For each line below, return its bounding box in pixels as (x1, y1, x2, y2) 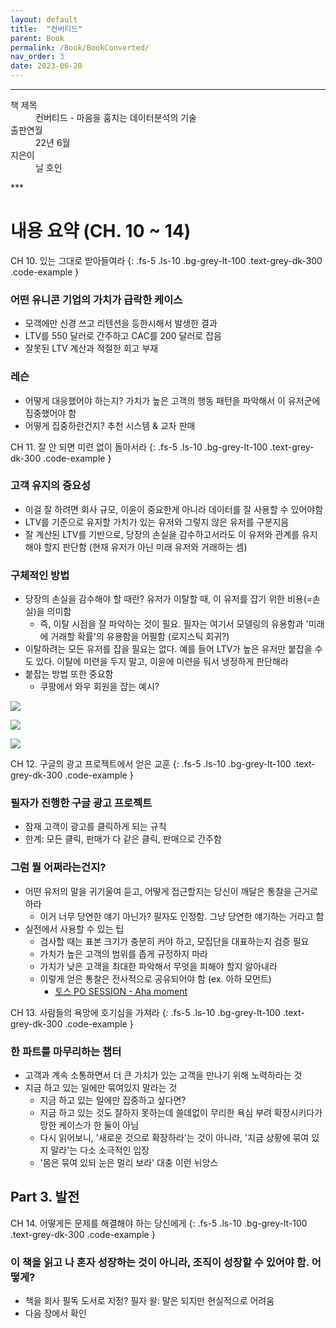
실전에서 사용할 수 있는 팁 (24, 922, 125, 935)
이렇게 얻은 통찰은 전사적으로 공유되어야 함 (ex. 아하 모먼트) (39, 972, 272, 985)
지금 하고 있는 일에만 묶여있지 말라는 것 (24, 1082, 178, 1094)
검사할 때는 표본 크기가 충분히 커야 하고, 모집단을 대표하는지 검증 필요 (39, 935, 310, 947)
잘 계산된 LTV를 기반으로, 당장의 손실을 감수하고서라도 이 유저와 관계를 (24, 528, 300, 540)
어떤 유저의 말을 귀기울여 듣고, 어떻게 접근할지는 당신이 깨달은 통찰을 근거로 (24, 885, 319, 897)
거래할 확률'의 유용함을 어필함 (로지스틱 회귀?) (50, 631, 230, 643)
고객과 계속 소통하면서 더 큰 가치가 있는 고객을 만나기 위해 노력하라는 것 (24, 1069, 303, 1081)
